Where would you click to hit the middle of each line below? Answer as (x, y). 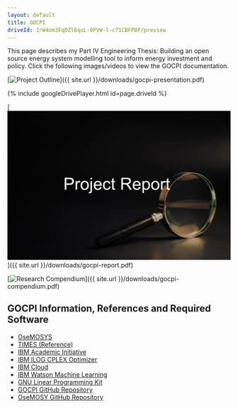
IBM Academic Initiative (52, 352)
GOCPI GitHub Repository (55, 390)
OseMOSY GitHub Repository (61, 397)
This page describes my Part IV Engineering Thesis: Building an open (108, 51)
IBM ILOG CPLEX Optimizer (57, 359)
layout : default (31, 15)
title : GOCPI (27, 22)
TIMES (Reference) (45, 344)
